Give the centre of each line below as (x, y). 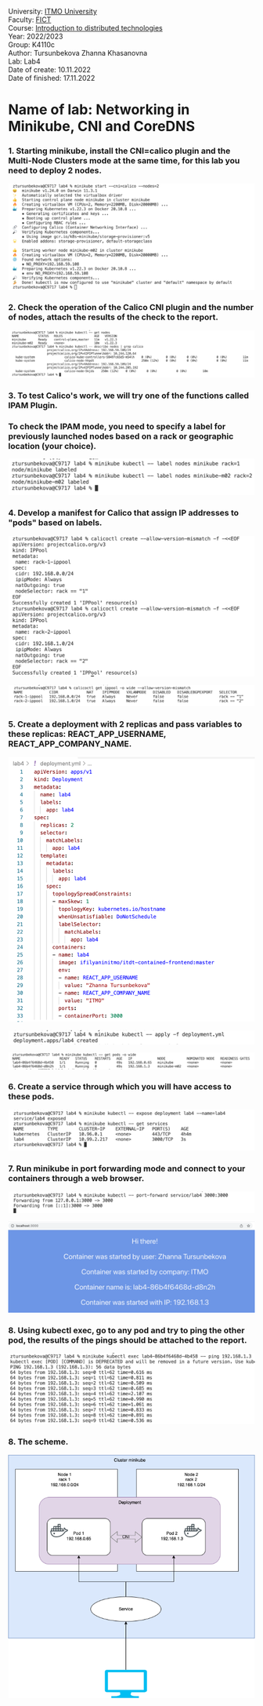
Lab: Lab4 (24, 61)
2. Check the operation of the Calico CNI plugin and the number (131, 308)
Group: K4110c (32, 45)
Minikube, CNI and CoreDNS (102, 127)
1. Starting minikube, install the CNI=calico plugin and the (119, 151)
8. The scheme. (38, 1442)
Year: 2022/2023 (36, 36)
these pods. (31, 1096)
